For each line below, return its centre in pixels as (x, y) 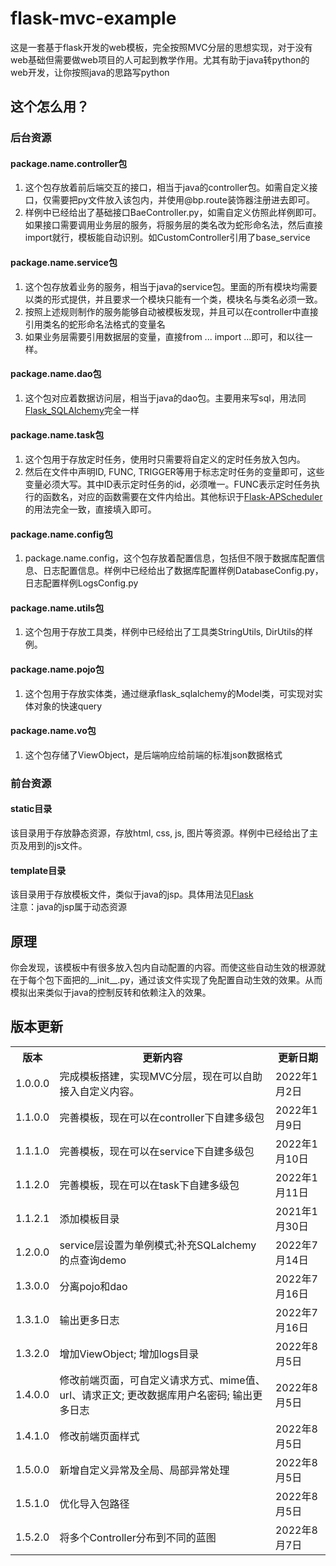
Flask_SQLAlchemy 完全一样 (82, 410)
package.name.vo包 (53, 731)
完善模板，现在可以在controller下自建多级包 (162, 1117)
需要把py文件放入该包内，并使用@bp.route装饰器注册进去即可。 (183, 200)
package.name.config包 (61, 534)
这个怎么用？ (50, 107)
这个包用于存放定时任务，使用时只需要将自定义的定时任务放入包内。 (165, 459)
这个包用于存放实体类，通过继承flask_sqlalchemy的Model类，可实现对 (169, 693)
